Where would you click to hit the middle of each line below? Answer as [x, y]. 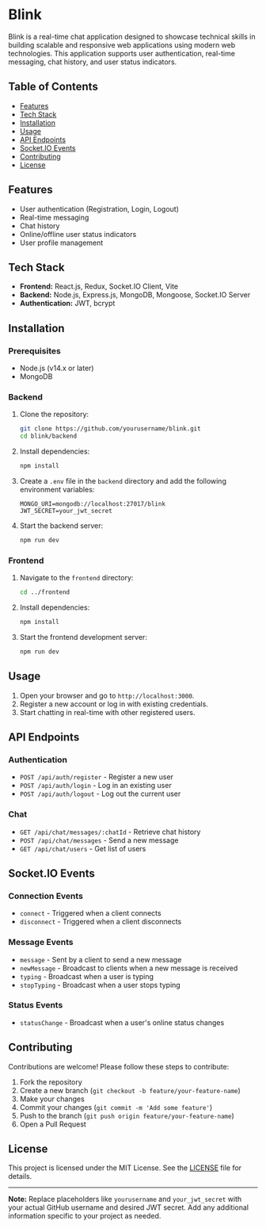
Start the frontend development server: [84, 637]
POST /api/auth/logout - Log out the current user [100, 794]
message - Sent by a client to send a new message [101, 959]
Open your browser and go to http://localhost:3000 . [107, 695]
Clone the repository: [54, 415]
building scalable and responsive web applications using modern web [122, 44]
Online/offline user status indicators [78, 234]
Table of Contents [53, 87]
